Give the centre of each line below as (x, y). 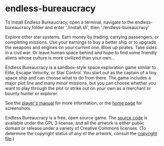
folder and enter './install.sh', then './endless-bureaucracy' (90, 27)
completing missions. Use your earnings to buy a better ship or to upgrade (81, 42)
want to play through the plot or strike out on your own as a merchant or (78, 88)
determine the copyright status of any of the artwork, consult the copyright (81, 133)
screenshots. (18, 108)
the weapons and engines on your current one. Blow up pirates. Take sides (81, 47)
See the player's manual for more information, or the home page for (74, 103)
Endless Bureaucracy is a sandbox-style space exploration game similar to (81, 67)
